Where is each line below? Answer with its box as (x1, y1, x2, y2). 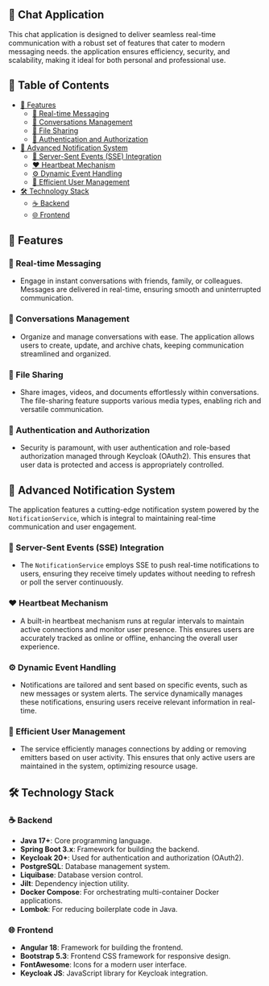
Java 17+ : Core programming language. (19, 835, 152, 845)
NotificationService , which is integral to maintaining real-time (8, 514, 216, 523)
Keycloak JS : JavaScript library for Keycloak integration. (19, 968, 208, 978)
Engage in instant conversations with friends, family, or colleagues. (19, 276, 243, 286)
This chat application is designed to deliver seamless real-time (8, 29, 216, 39)
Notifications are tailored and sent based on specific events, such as (19, 680, 248, 689)
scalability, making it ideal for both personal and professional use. (8, 55, 226, 64)
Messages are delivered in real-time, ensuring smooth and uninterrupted (19, 285, 262, 294)
